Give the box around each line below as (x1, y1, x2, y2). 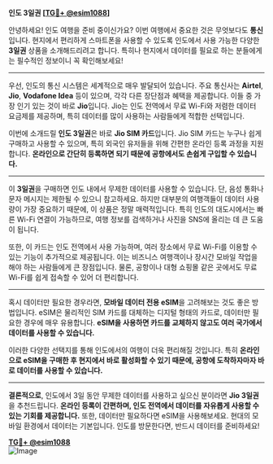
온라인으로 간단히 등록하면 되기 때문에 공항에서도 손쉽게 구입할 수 (32, 149, 236, 158)
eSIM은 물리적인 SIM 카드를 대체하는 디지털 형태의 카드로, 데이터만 (38, 308, 250, 317)
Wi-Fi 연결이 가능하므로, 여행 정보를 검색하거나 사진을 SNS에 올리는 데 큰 (16, 215, 249, 224)
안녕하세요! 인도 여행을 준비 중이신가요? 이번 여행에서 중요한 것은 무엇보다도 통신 (8, 25, 264, 35)
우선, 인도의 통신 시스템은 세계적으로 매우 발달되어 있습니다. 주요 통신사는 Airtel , (8, 81, 264, 90)
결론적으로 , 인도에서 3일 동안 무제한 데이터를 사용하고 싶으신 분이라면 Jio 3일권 (8, 391, 260, 400)
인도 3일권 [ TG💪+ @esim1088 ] (8, 8, 110, 17)
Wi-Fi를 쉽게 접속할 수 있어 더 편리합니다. (8, 273, 140, 282)
